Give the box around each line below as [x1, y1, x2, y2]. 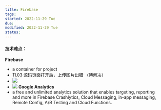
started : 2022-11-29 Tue [5, 16, 56, 21]
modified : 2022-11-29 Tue [5, 25, 58, 30]
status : [5, 30, 21, 35]
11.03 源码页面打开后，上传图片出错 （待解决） [12, 72, 106, 78]
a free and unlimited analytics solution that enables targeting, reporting [12, 89, 155, 95]
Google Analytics [18, 84, 55, 90]
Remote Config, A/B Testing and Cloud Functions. [12, 100, 112, 106]
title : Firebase [5, 7, 38, 12]
